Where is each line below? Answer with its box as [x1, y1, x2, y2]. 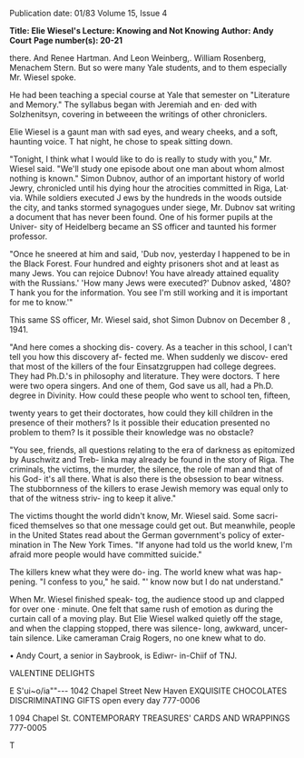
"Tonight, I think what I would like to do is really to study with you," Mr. [9, 154, 272, 165]
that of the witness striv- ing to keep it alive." [9, 493, 177, 504]
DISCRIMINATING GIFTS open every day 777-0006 [9, 695, 201, 705]
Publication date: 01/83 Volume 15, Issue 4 [9, 8, 168, 18]
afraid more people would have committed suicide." [9, 549, 202, 560]
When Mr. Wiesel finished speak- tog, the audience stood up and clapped [9, 594, 285, 604]
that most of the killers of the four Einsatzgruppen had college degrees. [9, 361, 277, 372]
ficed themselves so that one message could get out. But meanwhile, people [9, 520, 296, 531]
